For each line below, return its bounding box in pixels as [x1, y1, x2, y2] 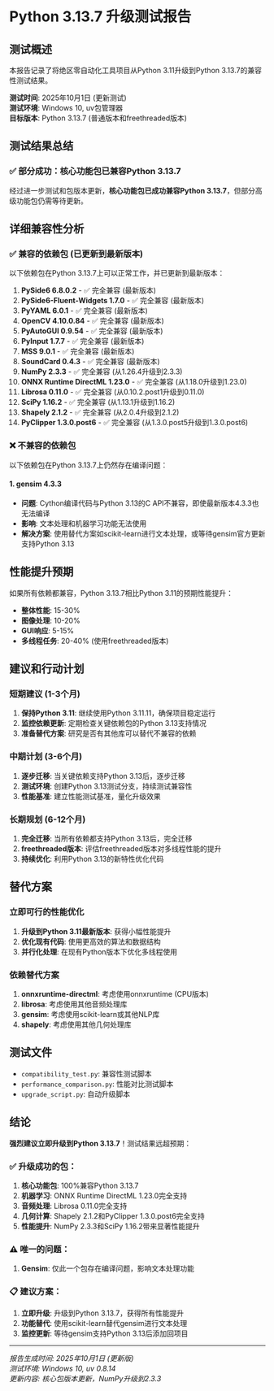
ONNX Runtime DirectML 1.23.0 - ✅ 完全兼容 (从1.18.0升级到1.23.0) [20, 377, 247, 387]
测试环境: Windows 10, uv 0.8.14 [9, 1363, 116, 1374]
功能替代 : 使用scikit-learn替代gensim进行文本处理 [20, 1319, 188, 1328]
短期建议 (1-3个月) [9, 689, 80, 699]
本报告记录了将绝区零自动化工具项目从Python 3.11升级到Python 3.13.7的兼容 [9, 66, 263, 75]
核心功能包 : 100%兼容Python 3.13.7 [20, 1180, 139, 1190]
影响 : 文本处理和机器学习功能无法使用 [20, 518, 147, 528]
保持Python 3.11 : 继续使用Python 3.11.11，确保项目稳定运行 [20, 708, 216, 718]
